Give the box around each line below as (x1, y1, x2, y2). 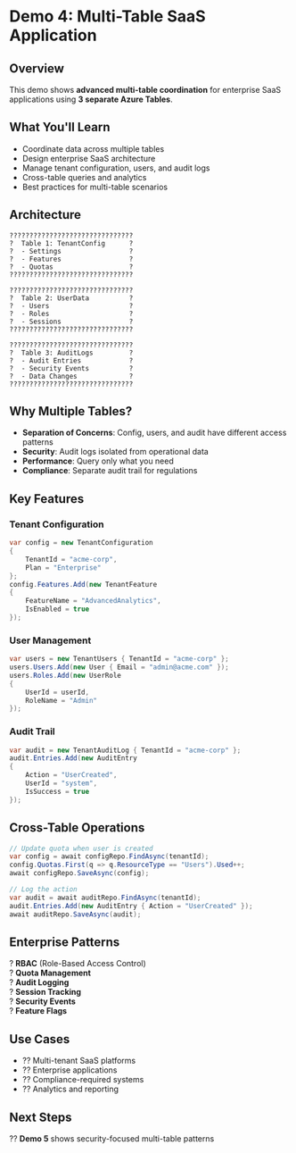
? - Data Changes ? (9, 372, 134, 380)
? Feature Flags (9, 1006, 68, 1016)
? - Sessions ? (9, 317, 134, 326)
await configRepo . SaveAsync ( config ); (9, 869, 150, 878)
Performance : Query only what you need (21, 455, 174, 466)
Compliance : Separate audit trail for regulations (21, 465, 198, 476)
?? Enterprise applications (21, 1065, 118, 1075)
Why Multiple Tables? (9, 404, 133, 419)
